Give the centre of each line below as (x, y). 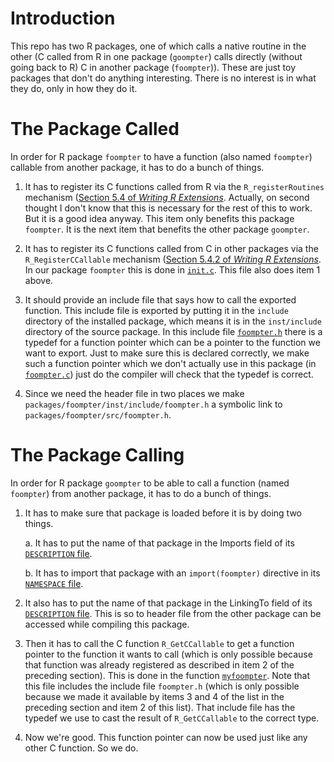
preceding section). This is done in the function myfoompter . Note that (167, 675)
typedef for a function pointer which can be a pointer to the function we (172, 342)
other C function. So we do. (81, 748)
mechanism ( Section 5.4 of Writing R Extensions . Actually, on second (167, 197)
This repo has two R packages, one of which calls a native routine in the (158, 46)
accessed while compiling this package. (107, 624)
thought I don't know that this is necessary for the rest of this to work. (168, 208)
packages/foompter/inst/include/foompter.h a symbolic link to (153, 404)
